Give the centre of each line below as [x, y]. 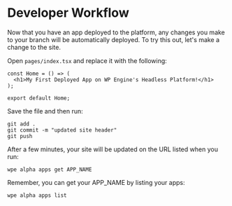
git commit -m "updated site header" [62, 130]
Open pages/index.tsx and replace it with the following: [87, 60]
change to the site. [34, 47]
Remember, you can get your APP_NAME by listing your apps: [96, 182]
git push [20, 136]
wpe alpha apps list [37, 195]
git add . [22, 124]
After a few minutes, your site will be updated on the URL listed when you [113, 149]
